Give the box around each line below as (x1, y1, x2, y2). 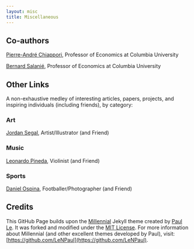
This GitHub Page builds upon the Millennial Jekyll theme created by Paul (6, 217, 182, 224)
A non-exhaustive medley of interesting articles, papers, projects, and (6, 95, 174, 103)
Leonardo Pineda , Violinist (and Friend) (6, 157, 101, 164)
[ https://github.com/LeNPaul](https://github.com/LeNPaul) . (6, 236, 148, 243)
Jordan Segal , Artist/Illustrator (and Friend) (6, 129, 109, 137)
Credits (6, 202, 34, 212)
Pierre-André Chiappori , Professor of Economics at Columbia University (6, 51, 179, 59)
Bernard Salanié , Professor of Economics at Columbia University (6, 63, 161, 70)
